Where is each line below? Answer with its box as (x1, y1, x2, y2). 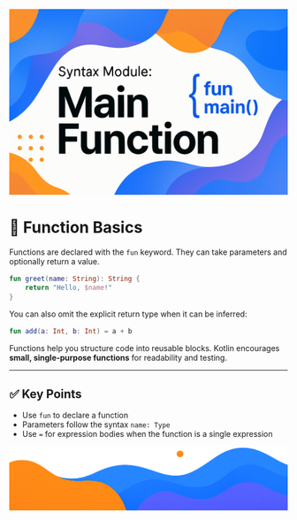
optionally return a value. (9, 256, 100, 266)
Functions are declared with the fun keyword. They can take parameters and (9, 247, 287, 257)
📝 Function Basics (9, 217, 143, 237)
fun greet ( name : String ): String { (9, 274, 141, 283)
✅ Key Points (9, 386, 82, 401)
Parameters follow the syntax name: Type (21, 419, 171, 430)
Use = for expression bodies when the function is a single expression (21, 428, 273, 439)
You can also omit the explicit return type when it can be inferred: (9, 309, 247, 319)
